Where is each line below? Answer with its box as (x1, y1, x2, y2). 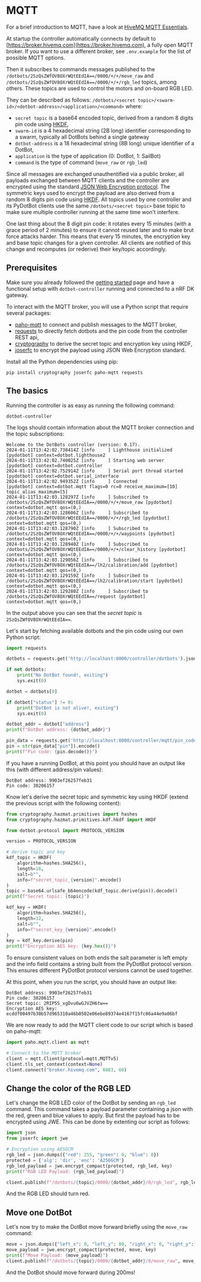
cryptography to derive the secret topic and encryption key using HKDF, (14, 340, 193, 347)
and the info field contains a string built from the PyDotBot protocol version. (6, 961, 193, 968)
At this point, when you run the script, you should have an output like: (6, 979, 178, 986)
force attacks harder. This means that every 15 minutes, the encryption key (6, 233, 190, 240)
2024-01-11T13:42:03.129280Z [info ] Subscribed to (6, 588, 148, 594)
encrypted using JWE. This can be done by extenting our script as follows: (6, 1118, 190, 1125)
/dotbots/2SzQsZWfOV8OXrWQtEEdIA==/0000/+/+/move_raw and (6, 72, 154, 79)
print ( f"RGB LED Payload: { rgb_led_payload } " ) (6, 1168, 124, 1174)
